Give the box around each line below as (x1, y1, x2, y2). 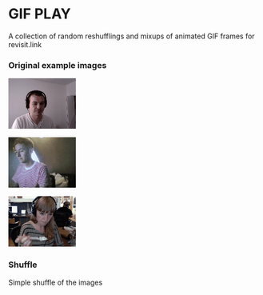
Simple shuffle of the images (8, 277, 103, 287)
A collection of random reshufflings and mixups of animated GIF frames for (8, 31, 255, 41)
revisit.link (8, 39, 42, 49)
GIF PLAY (8, 5, 72, 23)
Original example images (8, 59, 107, 70)
